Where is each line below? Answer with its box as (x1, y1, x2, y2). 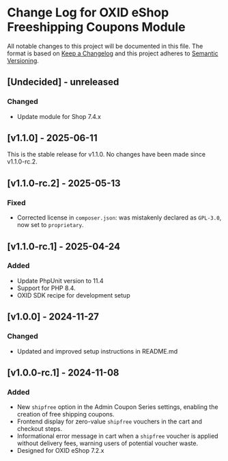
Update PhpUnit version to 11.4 (16, 276, 104, 285)
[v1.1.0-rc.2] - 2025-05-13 (7, 177, 121, 189)
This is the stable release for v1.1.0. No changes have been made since (7, 150, 206, 159)
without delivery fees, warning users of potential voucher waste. (16, 439, 199, 447)
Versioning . (7, 56, 40, 64)
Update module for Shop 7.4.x (16, 112, 101, 120)
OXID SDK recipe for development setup (16, 291, 131, 299)
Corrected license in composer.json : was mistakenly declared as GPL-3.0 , (16, 213, 222, 222)
